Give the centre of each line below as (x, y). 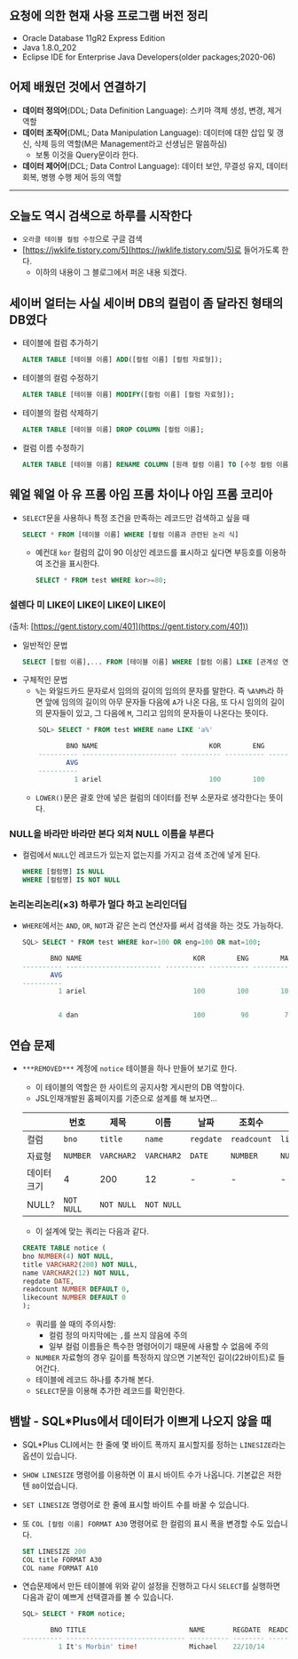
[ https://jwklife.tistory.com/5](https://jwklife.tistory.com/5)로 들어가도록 (151, 250)
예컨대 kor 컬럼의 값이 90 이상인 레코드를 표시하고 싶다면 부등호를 (149, 552)
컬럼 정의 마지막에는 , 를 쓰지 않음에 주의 (118, 1335)
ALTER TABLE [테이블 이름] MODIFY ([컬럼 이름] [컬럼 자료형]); (128, 395)
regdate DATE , (48, 1281)
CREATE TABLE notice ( (64, 1248)
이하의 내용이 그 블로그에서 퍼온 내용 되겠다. (111, 272)
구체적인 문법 (45, 680)
